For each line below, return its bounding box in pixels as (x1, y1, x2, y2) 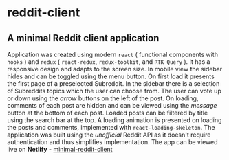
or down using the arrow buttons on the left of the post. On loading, (7, 94, 199, 102)
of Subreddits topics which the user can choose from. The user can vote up (7, 87, 221, 95)
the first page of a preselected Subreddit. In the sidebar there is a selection (7, 80, 220, 87)
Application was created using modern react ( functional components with (7, 50, 219, 58)
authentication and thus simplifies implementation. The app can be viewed (7, 138, 218, 146)
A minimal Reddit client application (7, 32, 160, 44)
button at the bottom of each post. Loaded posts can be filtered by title (7, 108, 208, 117)
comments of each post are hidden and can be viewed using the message (7, 102, 217, 109)
